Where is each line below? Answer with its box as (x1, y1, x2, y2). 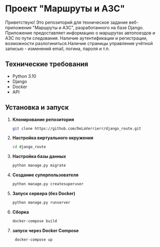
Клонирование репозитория (12, 116, 74, 122)
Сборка (12, 209, 29, 215)
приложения (5, 24, 32, 30)
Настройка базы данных (12, 153, 66, 159)
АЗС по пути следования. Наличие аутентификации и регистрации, (5, 35, 148, 41)
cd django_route (12, 145, 46, 149)
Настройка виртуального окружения (12, 135, 94, 141)
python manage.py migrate (12, 163, 66, 168)
